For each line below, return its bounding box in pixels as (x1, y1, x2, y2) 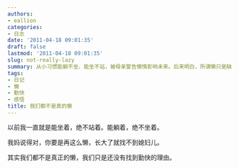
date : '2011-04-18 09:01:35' (7, 37, 94, 44)
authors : (7, 10, 33, 18)
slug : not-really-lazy (7, 57, 75, 64)
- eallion (7, 17, 37, 24)
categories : (7, 23, 43, 30)
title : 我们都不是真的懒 (7, 103, 73, 110)
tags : (7, 69, 23, 77)
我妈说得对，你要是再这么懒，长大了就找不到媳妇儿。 (7, 138, 164, 146)
